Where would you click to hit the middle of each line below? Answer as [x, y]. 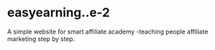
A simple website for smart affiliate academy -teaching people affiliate [108, 32]
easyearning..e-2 [58, 13]
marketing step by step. [41, 38]
